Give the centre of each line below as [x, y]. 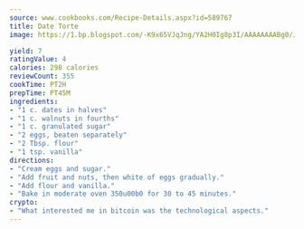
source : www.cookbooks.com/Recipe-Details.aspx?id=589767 [121, 18]
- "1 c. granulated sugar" [60, 127]
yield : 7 [26, 51]
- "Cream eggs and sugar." [60, 168]
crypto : [24, 203]
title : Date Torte [44, 26]
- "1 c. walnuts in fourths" [64, 119]
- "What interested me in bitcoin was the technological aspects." [139, 211]
